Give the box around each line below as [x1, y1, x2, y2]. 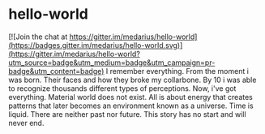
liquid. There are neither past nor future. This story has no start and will [8, 109, 246, 119]
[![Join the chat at [8, 32, 68, 41]
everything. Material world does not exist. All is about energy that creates [8, 92, 254, 102]
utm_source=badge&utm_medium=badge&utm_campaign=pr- [8, 58, 216, 67]
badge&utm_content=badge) [8, 66, 105, 76]
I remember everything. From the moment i [105, 66, 250, 76]
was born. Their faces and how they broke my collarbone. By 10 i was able [8, 75, 257, 84]
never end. [8, 118, 45, 128]
